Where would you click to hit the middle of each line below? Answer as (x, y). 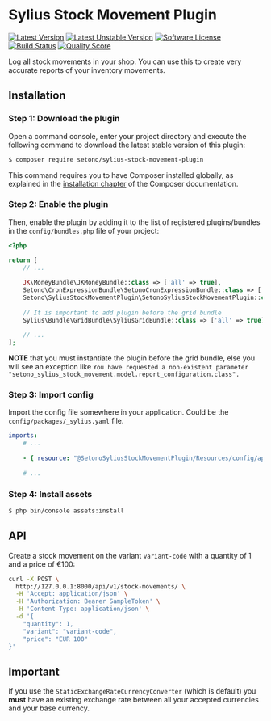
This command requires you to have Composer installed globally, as (121, 175)
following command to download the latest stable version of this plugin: (127, 145)
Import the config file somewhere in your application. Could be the (119, 412)
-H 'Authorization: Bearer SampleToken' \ (88, 601)
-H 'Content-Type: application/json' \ (83, 609)
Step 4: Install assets (50, 494)
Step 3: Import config (51, 395)
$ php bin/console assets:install (67, 511)
